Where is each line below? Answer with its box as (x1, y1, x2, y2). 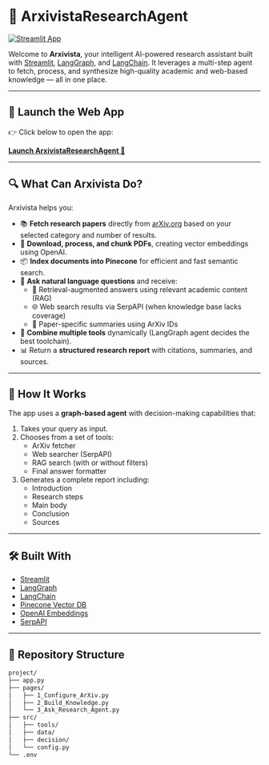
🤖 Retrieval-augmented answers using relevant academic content (31, 284, 248, 294)
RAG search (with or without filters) (31, 458, 148, 467)
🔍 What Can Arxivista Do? (8, 178, 143, 191)
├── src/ (8, 714, 38, 722)
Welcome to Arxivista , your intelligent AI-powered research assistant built (8, 49, 254, 58)
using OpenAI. (19, 247, 67, 257)
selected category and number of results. (19, 230, 158, 239)
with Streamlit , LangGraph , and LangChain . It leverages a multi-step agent (8, 58, 253, 67)
